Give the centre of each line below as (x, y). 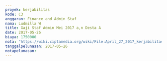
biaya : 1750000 (21, 37)
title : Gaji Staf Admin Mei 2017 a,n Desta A (53, 28)
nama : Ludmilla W (23, 23)
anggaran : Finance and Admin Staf (41, 19)
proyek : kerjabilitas (28, 10)
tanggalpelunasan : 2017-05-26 (37, 46)
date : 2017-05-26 (23, 32)
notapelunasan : (21, 51)
